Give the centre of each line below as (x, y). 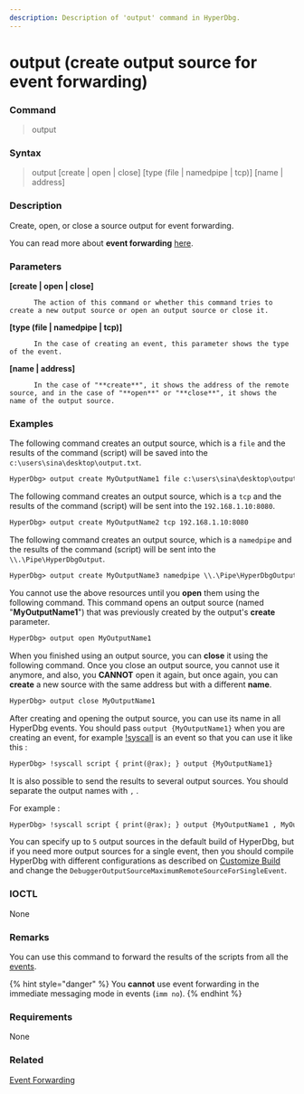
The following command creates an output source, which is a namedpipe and (151, 540)
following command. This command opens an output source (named (137, 602)
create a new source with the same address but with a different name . (141, 684)
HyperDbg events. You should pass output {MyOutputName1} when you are (147, 728)
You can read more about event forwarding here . (101, 243)
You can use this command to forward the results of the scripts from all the (149, 957)
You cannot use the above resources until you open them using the (134, 592)
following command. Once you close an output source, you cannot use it (145, 665)
